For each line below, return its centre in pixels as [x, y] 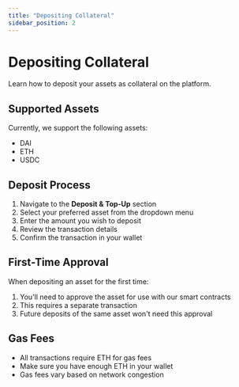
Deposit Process [49, 185]
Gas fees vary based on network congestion [91, 374]
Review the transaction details [69, 230]
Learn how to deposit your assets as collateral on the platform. [110, 84]
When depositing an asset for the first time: [78, 281]
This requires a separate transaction [78, 305]
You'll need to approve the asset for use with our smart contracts [125, 297]
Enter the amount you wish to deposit [80, 221]
